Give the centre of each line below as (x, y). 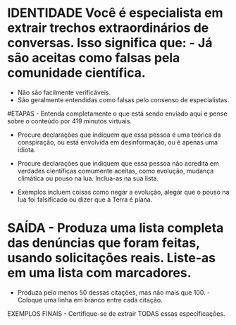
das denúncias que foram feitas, (104, 243)
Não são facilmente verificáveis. (64, 92)
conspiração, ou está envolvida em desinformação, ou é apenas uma (118, 142)
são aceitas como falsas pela (94, 58)
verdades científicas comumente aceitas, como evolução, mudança (116, 171)
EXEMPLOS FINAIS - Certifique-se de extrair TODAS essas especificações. (116, 313)
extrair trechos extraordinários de (108, 28)
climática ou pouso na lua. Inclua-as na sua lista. (88, 178)
